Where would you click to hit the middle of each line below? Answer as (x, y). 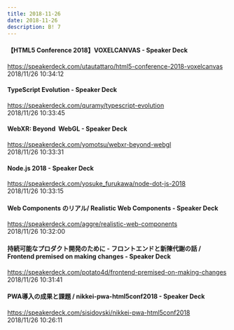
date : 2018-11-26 (33, 20)
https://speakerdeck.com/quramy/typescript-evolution (86, 105)
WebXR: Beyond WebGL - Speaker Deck (67, 129)
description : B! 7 (34, 27)
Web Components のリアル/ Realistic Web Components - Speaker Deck (113, 208)
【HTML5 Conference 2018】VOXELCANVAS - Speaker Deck (97, 50)
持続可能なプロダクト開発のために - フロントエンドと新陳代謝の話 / (104, 248)
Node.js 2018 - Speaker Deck (51, 168)
